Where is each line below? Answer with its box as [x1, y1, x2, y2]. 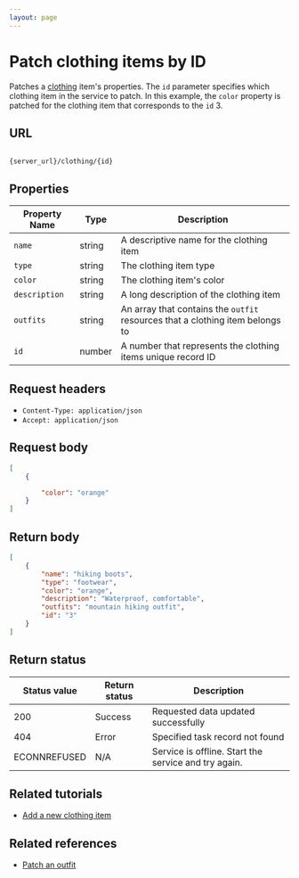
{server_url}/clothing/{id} [9, 157, 114, 166]
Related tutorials [9, 786, 103, 801]
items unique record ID [120, 351, 216, 364]
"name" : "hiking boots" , [41, 570, 133, 578]
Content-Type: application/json [21, 406, 142, 415]
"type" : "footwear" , [41, 578, 117, 587]
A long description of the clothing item [120, 289, 281, 301]
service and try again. [151, 756, 243, 768]
